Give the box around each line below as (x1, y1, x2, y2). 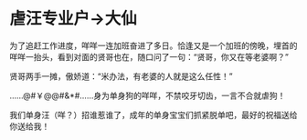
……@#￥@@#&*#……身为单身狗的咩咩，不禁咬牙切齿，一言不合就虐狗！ (9, 90, 286, 101)
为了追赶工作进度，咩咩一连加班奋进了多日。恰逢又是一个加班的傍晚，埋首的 (9, 40, 298, 51)
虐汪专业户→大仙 (9, 8, 137, 29)
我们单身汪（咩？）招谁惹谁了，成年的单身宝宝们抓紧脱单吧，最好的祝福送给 (9, 109, 298, 120)
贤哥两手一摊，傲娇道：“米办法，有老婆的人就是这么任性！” (9, 70, 233, 82)
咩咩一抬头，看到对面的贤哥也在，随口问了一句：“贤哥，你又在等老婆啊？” (9, 51, 290, 62)
